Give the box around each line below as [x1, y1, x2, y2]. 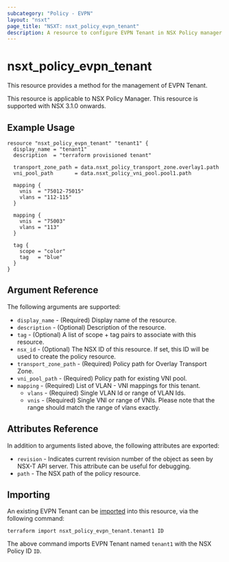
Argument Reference [7, 284, 99, 296]
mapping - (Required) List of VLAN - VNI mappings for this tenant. [16, 381, 201, 389]
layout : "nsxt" [7, 16, 51, 23]
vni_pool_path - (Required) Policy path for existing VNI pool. [16, 374, 187, 382]
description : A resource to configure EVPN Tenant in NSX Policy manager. [7, 29, 226, 36]
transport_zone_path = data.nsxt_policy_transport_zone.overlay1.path [13, 164, 219, 171]
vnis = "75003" [19, 218, 67, 225]
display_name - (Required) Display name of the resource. [16, 316, 177, 324]
